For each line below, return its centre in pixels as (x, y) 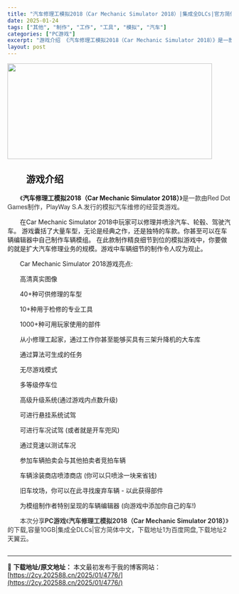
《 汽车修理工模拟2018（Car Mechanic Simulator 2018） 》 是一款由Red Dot (125, 198)
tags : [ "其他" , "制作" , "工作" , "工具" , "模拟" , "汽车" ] (87, 27)
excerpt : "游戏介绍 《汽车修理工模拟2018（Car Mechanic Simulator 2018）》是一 (118, 41)
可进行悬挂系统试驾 (48, 415)
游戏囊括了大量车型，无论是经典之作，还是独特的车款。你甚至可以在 (121, 230)
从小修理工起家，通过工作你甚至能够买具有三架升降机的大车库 (110, 339)
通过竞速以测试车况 (48, 445)
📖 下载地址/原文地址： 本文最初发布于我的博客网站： (84, 567)
